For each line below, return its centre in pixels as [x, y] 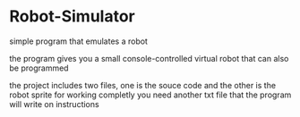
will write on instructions [55, 104]
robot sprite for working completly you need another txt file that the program [150, 95]
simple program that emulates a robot [78, 41]
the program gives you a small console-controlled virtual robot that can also [149, 58]
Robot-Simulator [73, 17]
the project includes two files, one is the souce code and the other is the [142, 85]
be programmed [39, 68]
